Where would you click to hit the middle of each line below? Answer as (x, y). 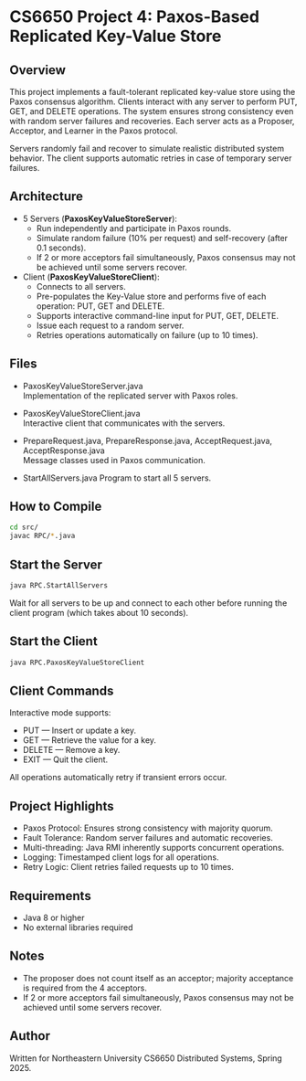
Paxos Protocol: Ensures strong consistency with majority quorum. (148, 828)
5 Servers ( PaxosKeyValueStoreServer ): (100, 218)
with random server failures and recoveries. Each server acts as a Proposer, (152, 121)
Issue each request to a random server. (110, 325)
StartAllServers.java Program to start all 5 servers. (117, 478)
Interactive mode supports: (60, 713)
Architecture (47, 197)
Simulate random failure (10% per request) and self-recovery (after (162, 238)
